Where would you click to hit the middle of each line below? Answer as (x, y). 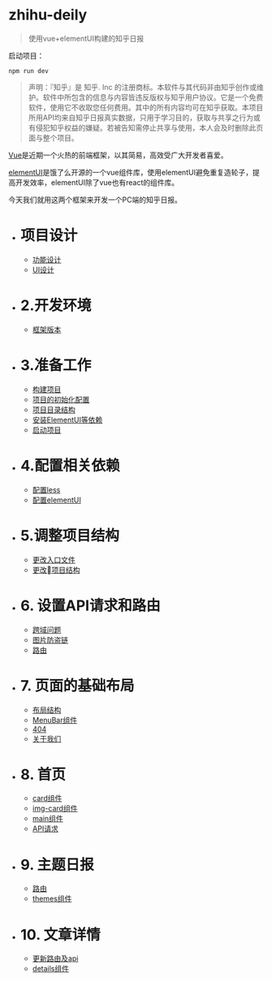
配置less (46, 489)
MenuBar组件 (55, 720)
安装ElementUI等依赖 (67, 420)
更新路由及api (55, 958)
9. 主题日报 (57, 865)
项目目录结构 (54, 409)
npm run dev (28, 71)
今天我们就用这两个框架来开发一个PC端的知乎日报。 (95, 200)
